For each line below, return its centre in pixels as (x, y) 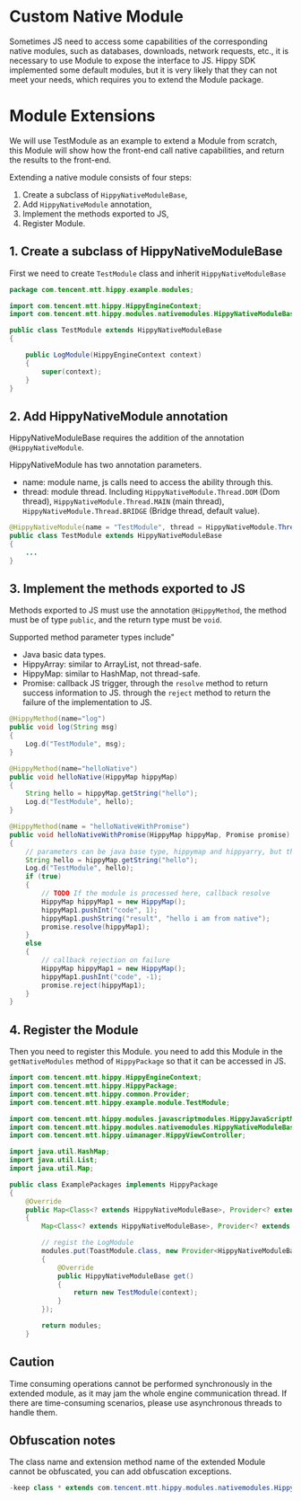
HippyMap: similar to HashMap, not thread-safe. (111, 674)
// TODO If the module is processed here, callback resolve (156, 894)
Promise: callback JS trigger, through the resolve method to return (145, 684)
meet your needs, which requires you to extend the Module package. (137, 79)
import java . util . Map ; (52, 1169)
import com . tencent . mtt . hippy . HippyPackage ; (94, 1086)
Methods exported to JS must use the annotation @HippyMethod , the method (148, 610)
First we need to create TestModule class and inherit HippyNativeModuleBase (148, 273)
